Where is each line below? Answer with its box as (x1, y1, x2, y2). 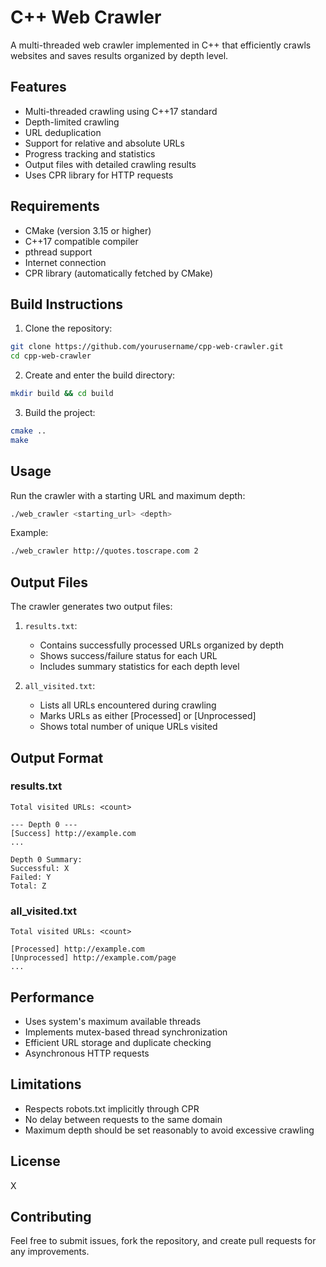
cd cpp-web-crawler (10, 351, 92, 361)
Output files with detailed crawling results (24, 158, 197, 170)
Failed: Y (10, 872, 52, 882)
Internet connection (24, 256, 107, 268)
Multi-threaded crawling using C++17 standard (24, 105, 218, 117)
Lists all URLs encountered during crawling (39, 699, 217, 711)
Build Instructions (10, 296, 124, 313)
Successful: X (10, 863, 70, 873)
